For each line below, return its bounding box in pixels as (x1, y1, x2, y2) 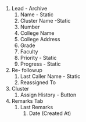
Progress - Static (20, 60, 61, 67)
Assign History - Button (20, 91, 77, 98)
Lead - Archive (11, 5, 48, 12)
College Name (20, 30, 55, 37)
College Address (20, 36, 60, 42)
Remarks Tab (11, 98, 44, 104)
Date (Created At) (28, 110, 71, 117)
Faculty (20, 48, 38, 55)
